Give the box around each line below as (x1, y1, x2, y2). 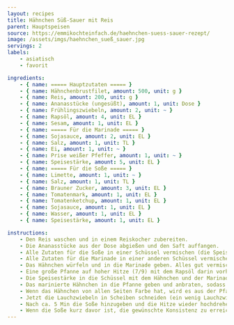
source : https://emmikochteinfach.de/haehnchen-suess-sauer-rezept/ (7, 29, 210, 37)
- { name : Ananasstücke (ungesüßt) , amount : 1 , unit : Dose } (19, 100, 201, 108)
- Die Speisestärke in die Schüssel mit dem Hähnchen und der (19, 275, 204, 282)
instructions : (7, 229, 49, 237)
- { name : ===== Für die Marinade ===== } (19, 126, 145, 133)
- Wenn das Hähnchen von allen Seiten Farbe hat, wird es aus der (19, 287, 217, 294)
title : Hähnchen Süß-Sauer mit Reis (7, 17, 114, 24)
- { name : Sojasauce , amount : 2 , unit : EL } (19, 133, 151, 140)
